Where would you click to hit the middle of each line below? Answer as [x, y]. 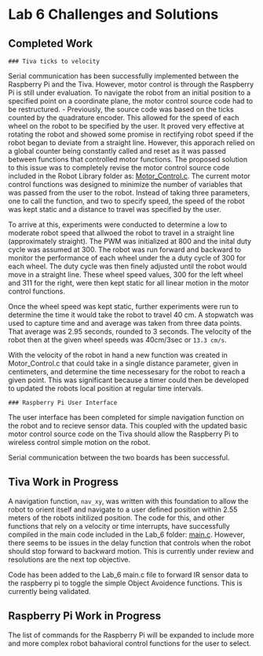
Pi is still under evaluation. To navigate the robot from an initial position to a [130, 93]
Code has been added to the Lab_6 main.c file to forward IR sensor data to [128, 574]
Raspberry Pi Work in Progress [85, 616]
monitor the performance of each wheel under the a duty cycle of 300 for [127, 258]
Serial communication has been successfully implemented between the [124, 76]
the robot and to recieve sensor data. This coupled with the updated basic [128, 426]
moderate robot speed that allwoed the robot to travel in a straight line [121, 233]
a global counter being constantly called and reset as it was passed [117, 151]
